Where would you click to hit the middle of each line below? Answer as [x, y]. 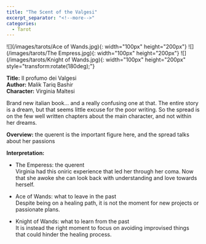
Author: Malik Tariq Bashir [40, 85]
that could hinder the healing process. [63, 235]
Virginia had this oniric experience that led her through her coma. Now [104, 171]
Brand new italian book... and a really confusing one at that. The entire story [102, 103]
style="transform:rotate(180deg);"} [51, 66]
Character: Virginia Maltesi [41, 91]
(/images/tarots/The [32, 53]
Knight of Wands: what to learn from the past [72, 221]
